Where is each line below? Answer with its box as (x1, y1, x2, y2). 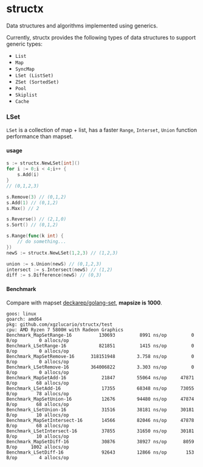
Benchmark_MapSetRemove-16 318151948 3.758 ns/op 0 (6, 353, 194, 359)
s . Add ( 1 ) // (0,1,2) (6, 200, 59, 206)
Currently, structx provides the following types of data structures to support (6, 33, 196, 41)
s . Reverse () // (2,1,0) (6, 216, 67, 222)
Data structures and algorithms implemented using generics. (6, 22, 158, 29)
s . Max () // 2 (6, 205, 40, 211)
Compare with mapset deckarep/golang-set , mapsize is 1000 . (6, 299, 162, 306)
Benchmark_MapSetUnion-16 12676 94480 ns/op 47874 (6, 396, 194, 402)
